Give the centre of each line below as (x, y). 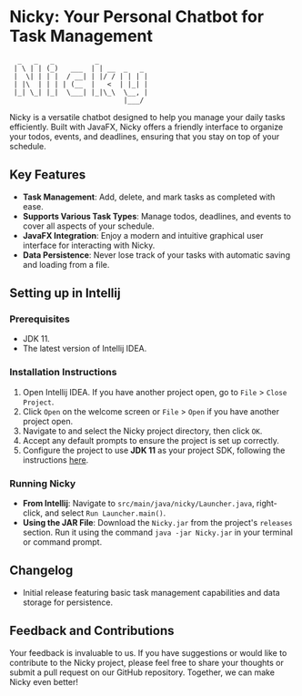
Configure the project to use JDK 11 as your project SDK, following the (154, 450)
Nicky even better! (44, 681)
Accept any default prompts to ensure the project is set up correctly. (151, 440)
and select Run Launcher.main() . (106, 513)
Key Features (48, 175)
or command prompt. (62, 542)
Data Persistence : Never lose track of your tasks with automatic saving (156, 255)
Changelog (41, 571)
